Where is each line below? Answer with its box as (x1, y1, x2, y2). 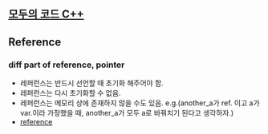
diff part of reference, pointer (8, 59, 125, 70)
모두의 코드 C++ (8, 7, 84, 22)
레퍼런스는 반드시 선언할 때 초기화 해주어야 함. (19, 78, 164, 88)
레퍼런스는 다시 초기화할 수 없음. (19, 89, 121, 98)
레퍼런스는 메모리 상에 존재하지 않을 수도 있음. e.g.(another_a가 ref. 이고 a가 (19, 98, 260, 108)
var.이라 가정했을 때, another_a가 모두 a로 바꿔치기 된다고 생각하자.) (19, 108, 234, 118)
